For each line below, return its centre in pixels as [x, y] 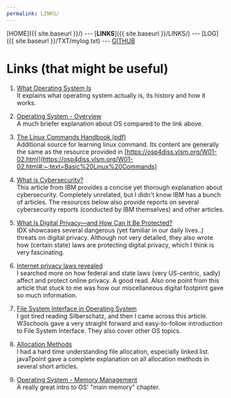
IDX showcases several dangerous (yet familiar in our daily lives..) [110, 230]
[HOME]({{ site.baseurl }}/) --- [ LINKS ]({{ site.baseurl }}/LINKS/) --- [103, 33]
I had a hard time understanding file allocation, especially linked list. [113, 352]
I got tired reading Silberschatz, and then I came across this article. [112, 315]
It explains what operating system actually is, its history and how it [111, 95]
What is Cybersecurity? [50, 180]
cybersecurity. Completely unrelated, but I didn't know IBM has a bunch [119, 194]
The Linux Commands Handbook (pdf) [71, 137]
